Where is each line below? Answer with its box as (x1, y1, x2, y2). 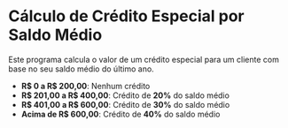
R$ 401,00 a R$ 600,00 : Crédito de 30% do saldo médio (20, 99, 230, 109)
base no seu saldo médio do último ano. (8, 64, 154, 74)
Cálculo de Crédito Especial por (8, 6, 245, 26)
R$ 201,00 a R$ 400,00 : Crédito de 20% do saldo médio (20, 90, 230, 101)
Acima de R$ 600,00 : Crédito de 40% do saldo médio (20, 109, 221, 119)
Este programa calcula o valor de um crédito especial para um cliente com (8, 54, 280, 64)
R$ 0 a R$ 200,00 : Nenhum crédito (20, 80, 151, 91)
